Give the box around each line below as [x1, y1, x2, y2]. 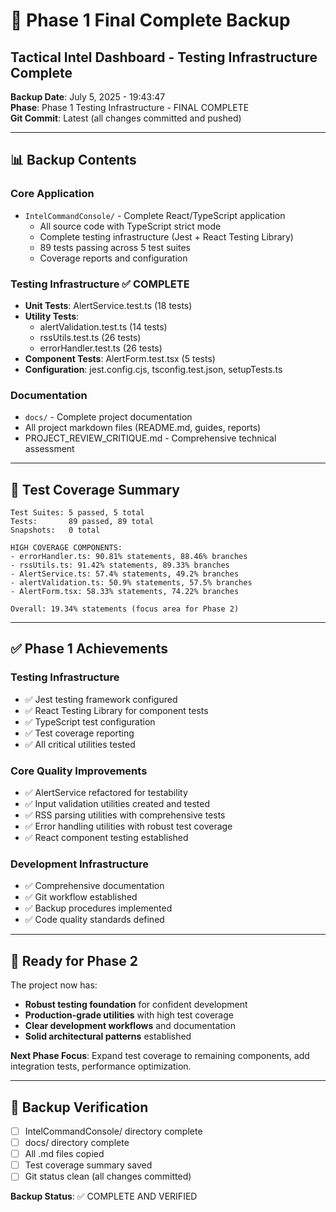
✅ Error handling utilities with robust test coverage [24, 820, 233, 833]
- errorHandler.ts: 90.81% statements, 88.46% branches [10, 552, 248, 562]
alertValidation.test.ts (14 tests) [39, 320, 168, 333]
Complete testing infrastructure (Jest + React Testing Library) [39, 230, 294, 243]
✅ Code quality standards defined [24, 914, 165, 926]
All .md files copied [24, 1148, 105, 1160]
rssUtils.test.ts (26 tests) [39, 331, 142, 343]
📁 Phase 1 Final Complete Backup [10, 9, 291, 32]
